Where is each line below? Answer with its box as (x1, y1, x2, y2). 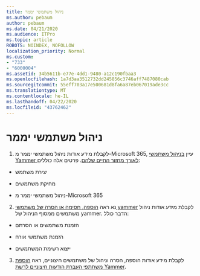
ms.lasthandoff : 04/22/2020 (6, 98, 77, 104)
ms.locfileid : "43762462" (6, 104, 71, 111)
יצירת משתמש (15, 168, 48, 176)
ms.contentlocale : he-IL (6, 93, 69, 99)
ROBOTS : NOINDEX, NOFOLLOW (6, 43, 74, 49)
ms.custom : (6, 54, 34, 60)
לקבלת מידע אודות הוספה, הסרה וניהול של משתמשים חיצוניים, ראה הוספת (15, 257, 184, 264)
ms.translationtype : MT (6, 88, 66, 94)
